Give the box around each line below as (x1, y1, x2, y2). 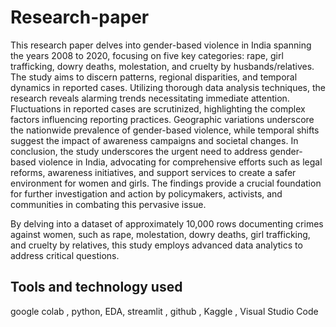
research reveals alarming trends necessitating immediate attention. (10, 92, 290, 104)
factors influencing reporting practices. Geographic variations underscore (10, 113, 315, 125)
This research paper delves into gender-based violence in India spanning (10, 39, 312, 51)
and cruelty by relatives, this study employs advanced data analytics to (10, 239, 303, 251)
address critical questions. (10, 249, 120, 261)
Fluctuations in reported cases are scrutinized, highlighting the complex (10, 102, 306, 115)
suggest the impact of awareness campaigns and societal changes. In (10, 134, 299, 146)
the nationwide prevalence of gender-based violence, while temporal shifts (10, 124, 320, 136)
